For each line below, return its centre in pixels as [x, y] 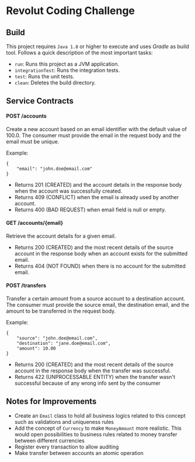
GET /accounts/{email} [35, 223]
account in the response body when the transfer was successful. [93, 371]
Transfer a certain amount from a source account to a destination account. [96, 299]
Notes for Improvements [51, 401]
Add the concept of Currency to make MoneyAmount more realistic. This [98, 428]
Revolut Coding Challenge [71, 11]
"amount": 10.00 [36, 348]
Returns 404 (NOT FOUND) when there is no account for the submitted [100, 266]
